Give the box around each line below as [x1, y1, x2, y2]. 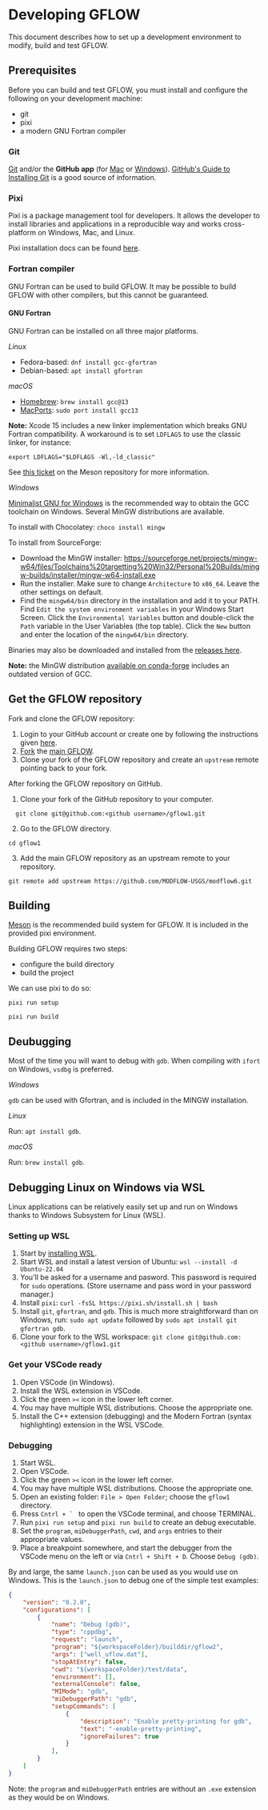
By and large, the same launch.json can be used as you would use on [8, 1567, 238, 1576]
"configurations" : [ [22, 1606, 91, 1614]
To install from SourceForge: [8, 538, 102, 547]
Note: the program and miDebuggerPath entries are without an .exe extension [8, 1784, 257, 1793]
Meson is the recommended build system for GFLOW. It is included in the [8, 920, 250, 930]
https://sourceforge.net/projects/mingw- [123, 553, 258, 563]
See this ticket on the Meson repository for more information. [8, 467, 210, 477]
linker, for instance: [8, 438, 72, 447]
